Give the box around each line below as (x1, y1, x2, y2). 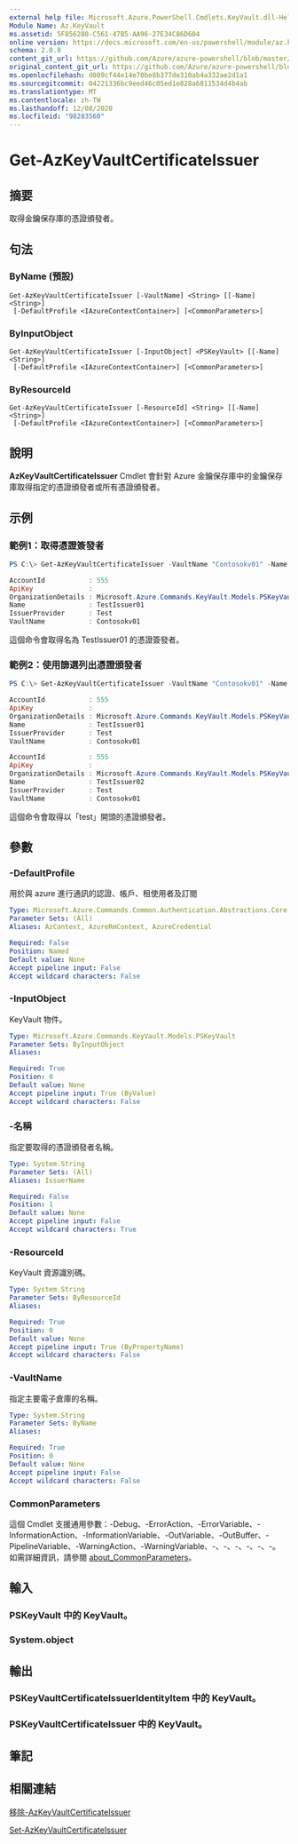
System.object (9, 1633, 74, 1646)
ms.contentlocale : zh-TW (9, 95, 101, 105)
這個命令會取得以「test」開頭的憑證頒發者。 (9, 811, 171, 822)
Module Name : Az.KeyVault (9, 21, 105, 30)
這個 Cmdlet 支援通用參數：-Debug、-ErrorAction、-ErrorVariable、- (9, 1518, 262, 1529)
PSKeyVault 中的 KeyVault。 (9, 1610, 133, 1622)
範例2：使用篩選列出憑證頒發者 (9, 658, 143, 671)
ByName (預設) (9, 270, 74, 282)
